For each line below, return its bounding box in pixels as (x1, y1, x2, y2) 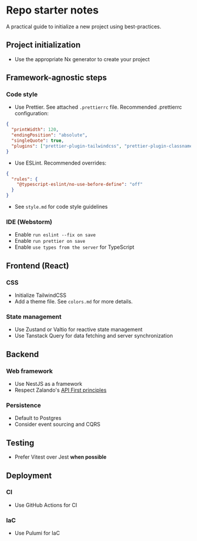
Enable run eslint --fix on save (14, 231, 96, 238)
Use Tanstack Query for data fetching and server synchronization (14, 332, 173, 339)
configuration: (14, 110, 49, 117)
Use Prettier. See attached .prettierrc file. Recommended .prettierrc (14, 103, 182, 111)
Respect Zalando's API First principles (14, 386, 107, 394)
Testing (6, 438, 35, 448)
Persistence (6, 401, 41, 409)
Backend (6, 349, 39, 359)
